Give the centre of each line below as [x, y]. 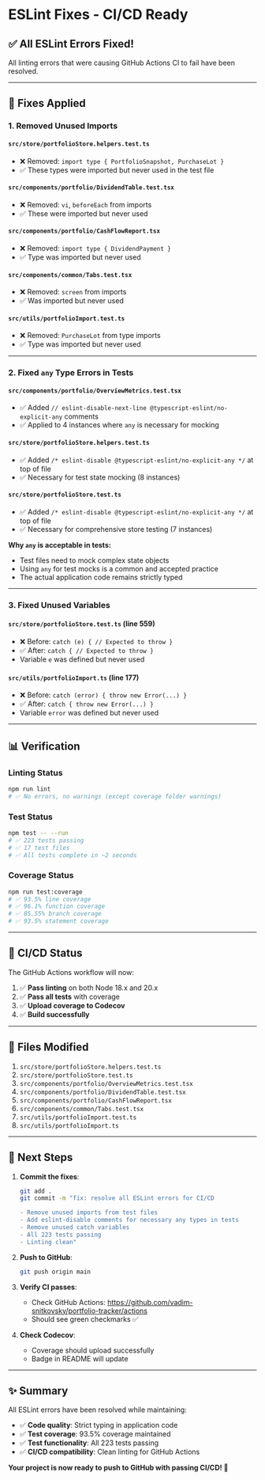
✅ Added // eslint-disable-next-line [83, 408]
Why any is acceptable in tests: [60, 545]
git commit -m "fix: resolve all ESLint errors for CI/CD [117, 1198]
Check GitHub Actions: [69, 1302]
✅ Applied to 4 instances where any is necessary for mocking [119, 425]
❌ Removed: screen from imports [73, 292]
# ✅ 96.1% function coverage [57, 907]
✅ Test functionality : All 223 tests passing [89, 1443]
